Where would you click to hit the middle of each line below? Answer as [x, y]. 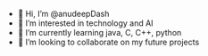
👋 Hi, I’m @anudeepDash [63, 14]
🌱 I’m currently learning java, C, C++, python [100, 32]
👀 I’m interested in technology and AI [85, 23]
